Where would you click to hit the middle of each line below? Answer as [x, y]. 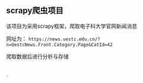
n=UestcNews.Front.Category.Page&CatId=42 [59, 44]
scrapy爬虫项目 [35, 11]
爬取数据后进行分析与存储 [37, 56]
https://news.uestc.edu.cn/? [64, 39]
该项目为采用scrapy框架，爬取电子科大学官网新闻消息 [72, 26]
